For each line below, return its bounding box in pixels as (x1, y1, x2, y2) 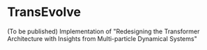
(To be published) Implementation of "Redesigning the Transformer (7, 27, 200, 35)
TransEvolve (7, 4, 82, 20)
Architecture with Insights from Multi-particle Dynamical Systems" (7, 34, 197, 42)
